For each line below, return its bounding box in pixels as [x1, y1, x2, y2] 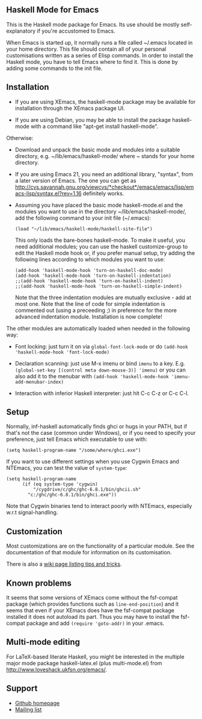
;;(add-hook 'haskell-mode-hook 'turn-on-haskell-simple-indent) [14, 283, 182, 289]
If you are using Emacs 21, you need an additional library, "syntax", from [14, 170, 194, 177]
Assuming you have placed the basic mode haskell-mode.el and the [14, 201, 183, 209]
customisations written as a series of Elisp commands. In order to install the [6, 51, 194, 59]
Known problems [6, 578, 72, 588]
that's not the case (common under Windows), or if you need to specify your [6, 429, 196, 437]
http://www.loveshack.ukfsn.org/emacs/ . [6, 666, 107, 673]
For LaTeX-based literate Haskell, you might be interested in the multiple [6, 653, 185, 660]
